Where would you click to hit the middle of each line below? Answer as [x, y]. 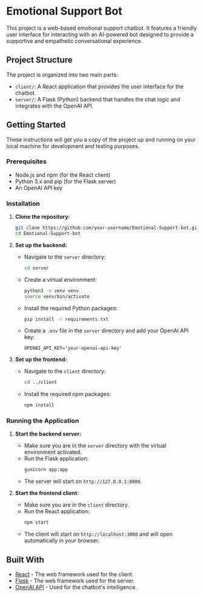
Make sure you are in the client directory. [76, 505]
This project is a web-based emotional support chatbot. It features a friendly [101, 28]
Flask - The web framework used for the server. [75, 581]
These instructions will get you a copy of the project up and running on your [101, 139]
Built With [25, 560]
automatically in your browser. [62, 541]
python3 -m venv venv [51, 291]
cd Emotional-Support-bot [48, 234]
